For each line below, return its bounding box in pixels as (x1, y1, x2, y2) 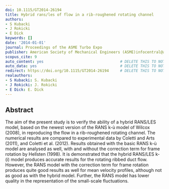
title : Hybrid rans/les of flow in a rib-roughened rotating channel (5, 12, 154, 17)
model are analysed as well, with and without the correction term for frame (5, 146, 160, 152)
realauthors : (5, 73, 33, 78)
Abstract (5, 105, 34, 114)
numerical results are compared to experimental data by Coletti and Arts (5, 135, 155, 141)
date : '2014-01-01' (5, 40, 46, 45)
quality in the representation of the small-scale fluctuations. (5, 178, 129, 184)
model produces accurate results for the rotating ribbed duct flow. (11, 157, 147, 163)
